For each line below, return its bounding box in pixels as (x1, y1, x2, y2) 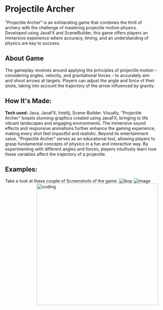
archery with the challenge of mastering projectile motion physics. (5, 24, 137, 30)
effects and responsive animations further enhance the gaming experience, (5, 125, 156, 131)
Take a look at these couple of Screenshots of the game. (5, 178, 118, 184)
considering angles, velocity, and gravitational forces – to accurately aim (5, 72, 150, 78)
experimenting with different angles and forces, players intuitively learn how (5, 146, 157, 152)
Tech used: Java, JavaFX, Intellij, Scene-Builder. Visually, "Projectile (5, 109, 142, 115)
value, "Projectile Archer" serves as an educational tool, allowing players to (5, 135, 155, 142)
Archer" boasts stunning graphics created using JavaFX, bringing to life (5, 115, 148, 121)
